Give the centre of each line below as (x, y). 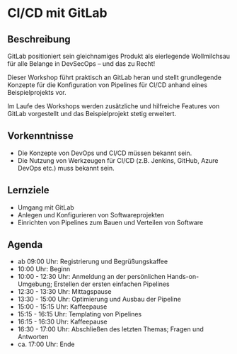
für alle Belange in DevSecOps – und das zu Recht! (81, 64)
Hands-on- (183, 277)
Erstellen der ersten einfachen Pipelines (112, 284)
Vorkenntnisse (41, 136)
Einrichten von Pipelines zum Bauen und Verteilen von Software (110, 222)
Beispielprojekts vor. (37, 92)
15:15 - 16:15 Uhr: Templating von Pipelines (80, 314)
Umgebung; (35, 284)
